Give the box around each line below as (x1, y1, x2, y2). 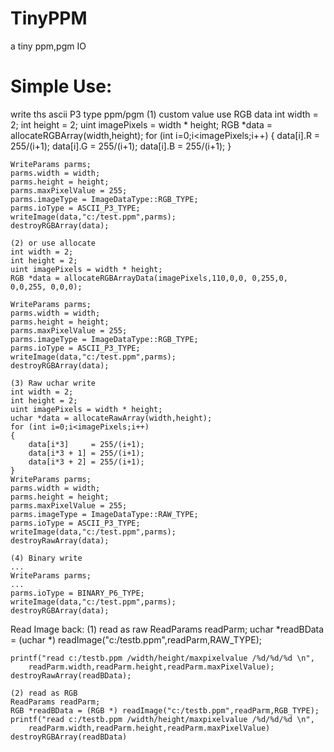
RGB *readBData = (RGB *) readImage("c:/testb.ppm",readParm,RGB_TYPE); (10, 705, 320, 716)
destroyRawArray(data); (10, 535, 110, 546)
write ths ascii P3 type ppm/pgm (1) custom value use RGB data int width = (10, 108, 319, 120)
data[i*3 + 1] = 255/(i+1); (28, 448, 145, 458)
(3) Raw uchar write (10, 378, 97, 388)
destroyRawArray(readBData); (10, 670, 132, 681)
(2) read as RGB (10, 688, 78, 698)
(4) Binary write (10, 553, 83, 563)
